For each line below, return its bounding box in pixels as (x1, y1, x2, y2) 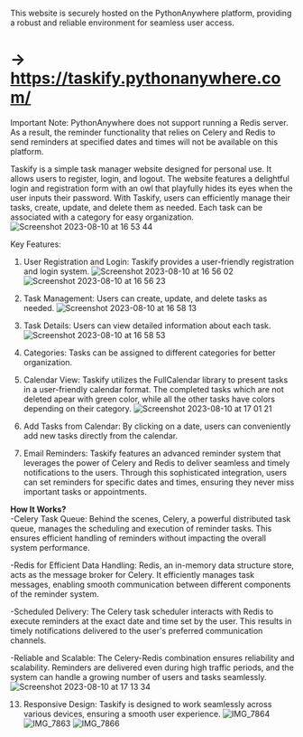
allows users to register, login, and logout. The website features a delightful (10, 173, 289, 184)
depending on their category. (23, 402, 132, 414)
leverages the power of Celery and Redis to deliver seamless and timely (23, 457, 290, 468)
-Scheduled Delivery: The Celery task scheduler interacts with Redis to (10, 606, 274, 617)
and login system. (23, 266, 89, 277)
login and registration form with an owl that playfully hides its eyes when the (10, 183, 293, 194)
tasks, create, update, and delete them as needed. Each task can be (10, 202, 263, 213)
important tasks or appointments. (23, 486, 147, 496)
